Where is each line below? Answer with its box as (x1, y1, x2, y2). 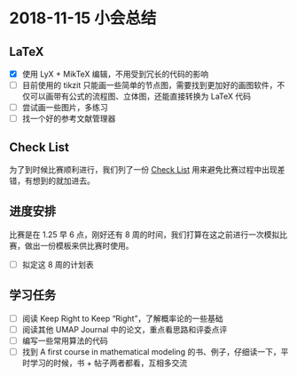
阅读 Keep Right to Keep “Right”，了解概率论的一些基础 (21, 313, 223, 324)
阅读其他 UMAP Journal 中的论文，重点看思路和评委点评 (21, 324, 228, 334)
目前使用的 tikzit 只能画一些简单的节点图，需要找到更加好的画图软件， (21, 80, 277, 91)
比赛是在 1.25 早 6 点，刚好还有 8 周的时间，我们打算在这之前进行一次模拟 (9, 228, 280, 240)
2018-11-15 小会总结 (9, 8, 157, 28)
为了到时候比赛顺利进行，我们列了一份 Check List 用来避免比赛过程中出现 (9, 164, 277, 175)
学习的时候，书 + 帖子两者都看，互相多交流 (29, 357, 188, 368)
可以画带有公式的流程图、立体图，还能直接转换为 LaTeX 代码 (29, 91, 251, 102)
